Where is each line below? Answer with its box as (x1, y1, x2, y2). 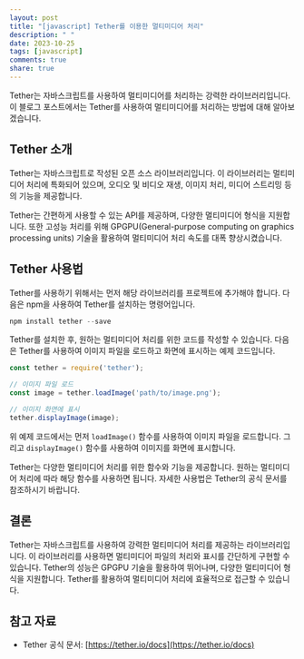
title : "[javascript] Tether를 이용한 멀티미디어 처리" (9, 22, 204, 31)
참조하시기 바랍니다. (9, 484, 80, 495)
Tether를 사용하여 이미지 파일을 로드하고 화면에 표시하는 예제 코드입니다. (18, 346, 276, 357)
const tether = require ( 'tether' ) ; (9, 364, 144, 373)
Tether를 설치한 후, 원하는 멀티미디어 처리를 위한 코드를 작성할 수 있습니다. (9, 334, 273, 345)
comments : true (9, 55, 67, 64)
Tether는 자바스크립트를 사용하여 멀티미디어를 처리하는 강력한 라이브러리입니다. (9, 90, 291, 101)
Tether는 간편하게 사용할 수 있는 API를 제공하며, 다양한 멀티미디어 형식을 (9, 210, 266, 221)
